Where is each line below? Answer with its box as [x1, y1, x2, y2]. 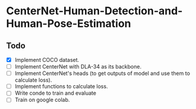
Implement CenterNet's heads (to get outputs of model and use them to [14, 70, 190, 77]
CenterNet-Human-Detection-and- [6, 4, 183, 18]
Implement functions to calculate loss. [14, 83, 108, 90]
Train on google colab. [14, 96, 70, 104]
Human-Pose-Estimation [6, 17, 132, 30]
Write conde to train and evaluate [14, 89, 97, 96]
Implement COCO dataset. [14, 57, 80, 63]
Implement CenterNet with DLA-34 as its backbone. [14, 63, 141, 70]
